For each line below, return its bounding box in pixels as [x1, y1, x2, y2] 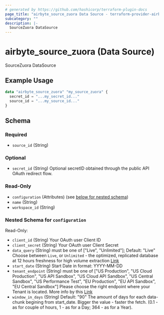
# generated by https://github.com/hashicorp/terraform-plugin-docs [5, 7, 147, 12]
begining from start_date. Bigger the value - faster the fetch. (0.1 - [26, 299, 158, 305]
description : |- [5, 20, 38, 26]
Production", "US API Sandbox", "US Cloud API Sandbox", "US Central [12, 273, 153, 279]
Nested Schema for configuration [5, 217, 86, 223]
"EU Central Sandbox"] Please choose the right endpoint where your [12, 283, 150, 289]
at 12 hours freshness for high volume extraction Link [12, 257, 120, 263]
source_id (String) [12, 142, 49, 148]
